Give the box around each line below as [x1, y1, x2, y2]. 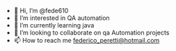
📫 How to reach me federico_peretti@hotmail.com [13, 37, 160, 44]
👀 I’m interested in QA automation [13, 14, 110, 22]
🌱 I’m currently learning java [13, 21, 95, 29]
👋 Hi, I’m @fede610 [13, 7, 69, 14]
